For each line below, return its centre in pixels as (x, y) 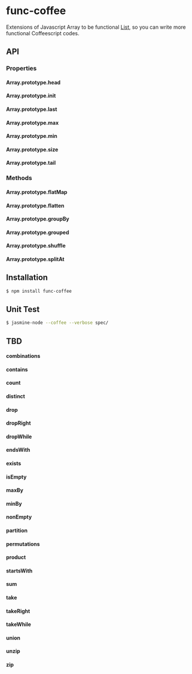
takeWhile (18, 624)
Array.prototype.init (31, 96)
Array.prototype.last (32, 109)
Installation (27, 278)
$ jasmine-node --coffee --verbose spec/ (57, 323)
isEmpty (16, 477)
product (16, 557)
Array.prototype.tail (31, 163)
